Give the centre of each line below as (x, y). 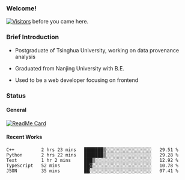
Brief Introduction (32, 37)
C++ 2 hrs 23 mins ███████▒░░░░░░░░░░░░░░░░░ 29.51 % (92, 150)
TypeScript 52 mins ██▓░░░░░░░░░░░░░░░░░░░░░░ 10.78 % (92, 166)
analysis (25, 57)
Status (16, 96)
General (17, 110)
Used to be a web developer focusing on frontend (77, 80)
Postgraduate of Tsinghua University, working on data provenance (97, 50)
